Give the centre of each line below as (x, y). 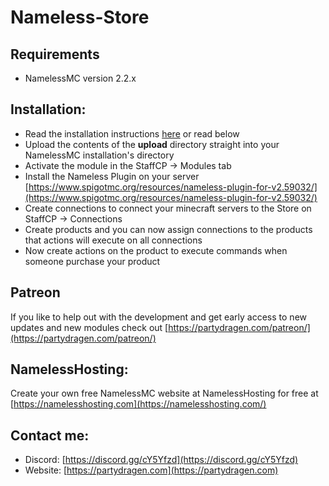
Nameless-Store (80, 17)
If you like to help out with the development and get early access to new (159, 317)
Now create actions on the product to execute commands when (156, 250)
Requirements (55, 54)
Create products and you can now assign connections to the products (168, 229)
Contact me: (50, 435)
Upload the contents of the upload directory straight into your (152, 144)
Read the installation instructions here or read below (132, 133)
